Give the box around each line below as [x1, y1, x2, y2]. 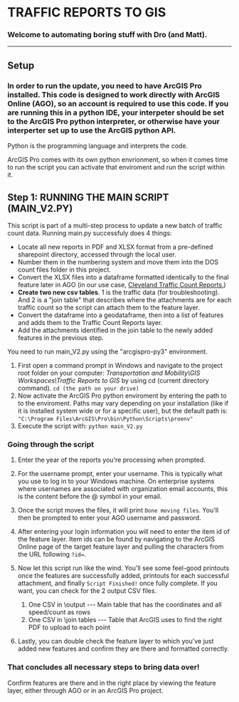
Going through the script [7, 439, 95, 449]
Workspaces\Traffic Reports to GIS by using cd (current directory [17, 376, 209, 385]
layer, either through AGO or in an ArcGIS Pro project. [7, 686, 164, 695]
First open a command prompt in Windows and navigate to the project [17, 361, 223, 369]
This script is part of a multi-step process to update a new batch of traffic [7, 221, 223, 229]
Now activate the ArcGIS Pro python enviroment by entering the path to [17, 391, 227, 400]
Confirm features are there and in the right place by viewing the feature [7, 678, 216, 687]
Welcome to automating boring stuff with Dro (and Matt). [7, 30, 208, 40]
